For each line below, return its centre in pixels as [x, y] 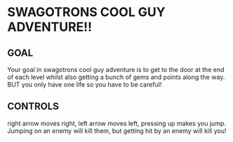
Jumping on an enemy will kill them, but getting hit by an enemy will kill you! [117, 131]
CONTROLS [33, 107]
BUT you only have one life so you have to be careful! [85, 84]
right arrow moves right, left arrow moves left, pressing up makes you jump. [117, 123]
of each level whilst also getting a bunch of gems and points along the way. [116, 77]
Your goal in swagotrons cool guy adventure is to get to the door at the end [116, 70]
